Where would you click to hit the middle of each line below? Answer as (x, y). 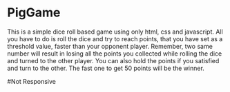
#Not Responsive (32, 81)
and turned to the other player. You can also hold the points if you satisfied (113, 60)
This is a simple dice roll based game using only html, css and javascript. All (115, 32)
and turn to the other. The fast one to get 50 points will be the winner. (106, 68)
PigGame (34, 13)
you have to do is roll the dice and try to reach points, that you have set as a (115, 38)
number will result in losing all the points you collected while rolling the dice (115, 54)
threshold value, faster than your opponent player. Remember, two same (110, 46)
